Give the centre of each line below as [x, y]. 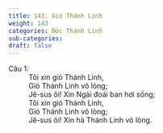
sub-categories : [36, 38]
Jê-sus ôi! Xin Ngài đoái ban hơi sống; [92, 94]
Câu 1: [19, 69]
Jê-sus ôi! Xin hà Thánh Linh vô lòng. [90, 120]
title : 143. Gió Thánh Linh [56, 16]
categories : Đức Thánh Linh [56, 31]
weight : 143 [28, 23]
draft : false [30, 46]
